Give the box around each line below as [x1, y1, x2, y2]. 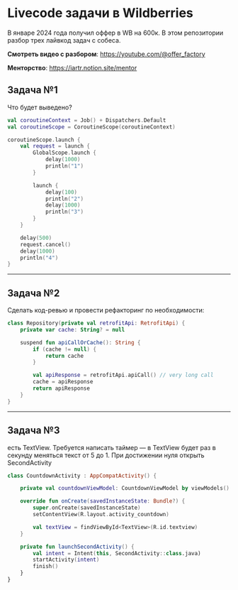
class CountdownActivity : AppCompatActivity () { [7, 472, 157, 479]
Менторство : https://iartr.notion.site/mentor [7, 63, 137, 72]
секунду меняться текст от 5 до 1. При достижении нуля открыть [7, 451, 205, 459]
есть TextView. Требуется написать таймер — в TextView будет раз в [7, 443, 216, 452]
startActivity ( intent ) [33, 556, 100, 564]
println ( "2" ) [45, 195, 84, 202]
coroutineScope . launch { [7, 136, 81, 143]
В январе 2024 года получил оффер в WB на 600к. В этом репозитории [7, 28, 224, 37]
